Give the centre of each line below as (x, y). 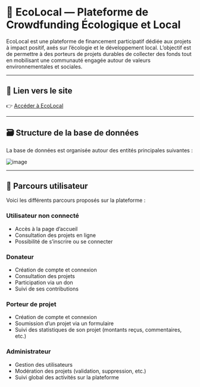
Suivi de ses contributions (47, 289)
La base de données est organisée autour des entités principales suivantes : (100, 150)
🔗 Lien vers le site (39, 91)
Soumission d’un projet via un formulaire (64, 323)
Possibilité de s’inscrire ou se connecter (64, 241)
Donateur (20, 257)
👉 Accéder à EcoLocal (35, 105)
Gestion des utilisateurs (44, 364)
